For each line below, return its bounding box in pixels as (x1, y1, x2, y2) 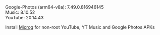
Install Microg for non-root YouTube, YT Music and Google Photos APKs (5, 24, 155, 30)
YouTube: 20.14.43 (5, 15, 44, 20)
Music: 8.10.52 (5, 9, 35, 15)
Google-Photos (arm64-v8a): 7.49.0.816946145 (5, 4, 104, 10)
